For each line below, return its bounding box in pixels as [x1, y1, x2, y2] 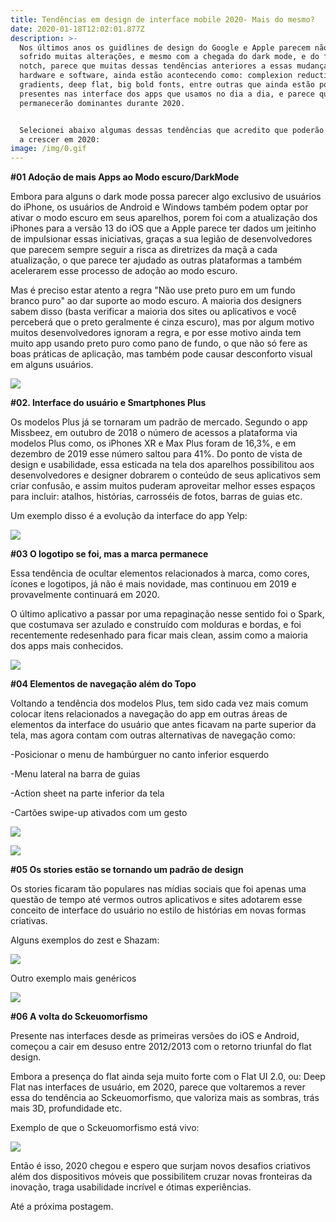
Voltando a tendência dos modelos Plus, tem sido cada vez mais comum [10, 697, 309, 710]
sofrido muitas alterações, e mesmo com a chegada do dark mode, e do [19, 52, 320, 62]
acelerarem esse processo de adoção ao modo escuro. [10, 265, 238, 277]
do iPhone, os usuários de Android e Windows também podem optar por [10, 201, 309, 213]
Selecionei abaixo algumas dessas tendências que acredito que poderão [19, 125, 325, 135]
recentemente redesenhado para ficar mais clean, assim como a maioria [10, 629, 308, 641]
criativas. [10, 915, 48, 927]
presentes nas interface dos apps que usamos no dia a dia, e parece [19, 89, 315, 99]
